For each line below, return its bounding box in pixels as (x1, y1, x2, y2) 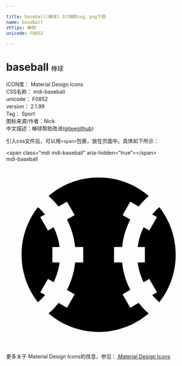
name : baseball (6, 19, 43, 25)
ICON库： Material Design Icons (6, 81, 83, 88)
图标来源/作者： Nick (6, 118, 55, 125)
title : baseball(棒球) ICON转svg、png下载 (6, 14, 106, 19)
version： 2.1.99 (6, 103, 45, 110)
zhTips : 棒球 (6, 25, 36, 31)
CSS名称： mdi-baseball (6, 88, 66, 95)
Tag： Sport (6, 110, 35, 118)
